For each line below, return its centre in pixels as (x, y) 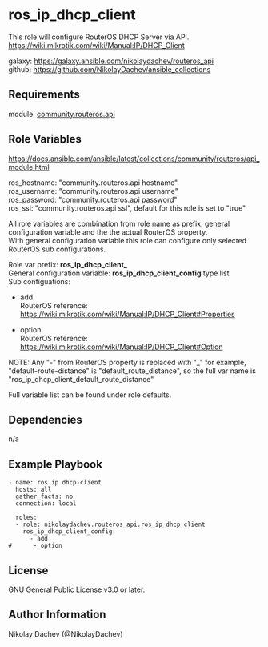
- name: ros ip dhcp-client (55, 483)
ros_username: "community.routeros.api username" (93, 191)
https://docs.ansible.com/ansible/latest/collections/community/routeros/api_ (134, 159)
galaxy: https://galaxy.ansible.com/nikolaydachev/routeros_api (111, 61)
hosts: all (34, 490)
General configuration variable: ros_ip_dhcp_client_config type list (119, 273)
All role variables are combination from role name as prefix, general (119, 223)
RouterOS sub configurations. (57, 249)
